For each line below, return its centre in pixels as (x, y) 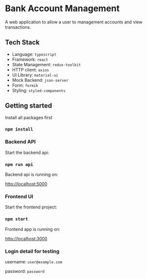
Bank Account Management (62, 9)
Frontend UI (19, 196)
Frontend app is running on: (33, 229)
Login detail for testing (32, 251)
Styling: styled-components (39, 90)
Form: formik (25, 85)
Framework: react (30, 59)
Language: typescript (34, 54)
